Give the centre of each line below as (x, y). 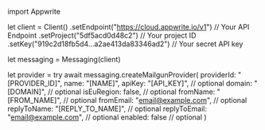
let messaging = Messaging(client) (64, 59)
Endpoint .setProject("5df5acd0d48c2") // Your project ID (102, 35)
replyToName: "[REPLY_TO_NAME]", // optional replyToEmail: (107, 108)
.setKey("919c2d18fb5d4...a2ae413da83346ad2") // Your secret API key (125, 44)
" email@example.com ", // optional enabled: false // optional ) (107, 117)
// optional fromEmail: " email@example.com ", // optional (155, 100)
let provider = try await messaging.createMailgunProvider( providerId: (122, 75)
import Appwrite (34, 12)
